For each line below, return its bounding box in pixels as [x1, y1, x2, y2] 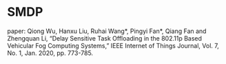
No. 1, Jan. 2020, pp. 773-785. [7, 49, 94, 57]
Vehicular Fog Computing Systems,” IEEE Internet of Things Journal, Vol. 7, [7, 41, 219, 50]
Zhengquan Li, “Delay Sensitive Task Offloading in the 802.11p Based [7, 34, 202, 42]
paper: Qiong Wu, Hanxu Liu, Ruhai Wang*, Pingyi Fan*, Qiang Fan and [7, 27, 207, 35]
